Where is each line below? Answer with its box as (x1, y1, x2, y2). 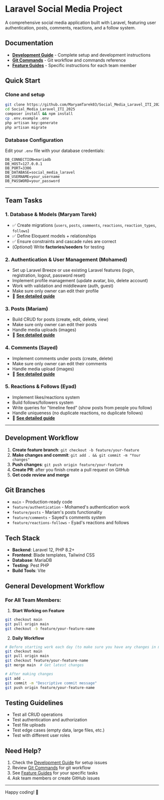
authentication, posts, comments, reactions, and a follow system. (5, 24, 136, 30)
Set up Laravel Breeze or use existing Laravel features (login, (12, 267, 135, 273)
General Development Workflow (5, 582, 105, 590)
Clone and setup (5, 91, 45, 98)
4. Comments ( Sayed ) (5, 344, 58, 351)
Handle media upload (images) (12, 366, 74, 372)
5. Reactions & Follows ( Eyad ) (5, 383, 77, 390)
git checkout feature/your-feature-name (5, 658, 89, 663)
